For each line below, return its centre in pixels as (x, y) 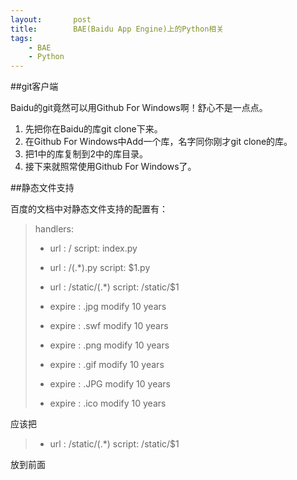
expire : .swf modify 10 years (109, 326)
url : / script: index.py (93, 248)
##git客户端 (34, 87)
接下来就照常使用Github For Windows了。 (110, 167)
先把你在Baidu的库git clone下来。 (93, 129)
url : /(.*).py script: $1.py (100, 268)
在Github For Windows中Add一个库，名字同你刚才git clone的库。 (158, 142)
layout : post (51, 19)
